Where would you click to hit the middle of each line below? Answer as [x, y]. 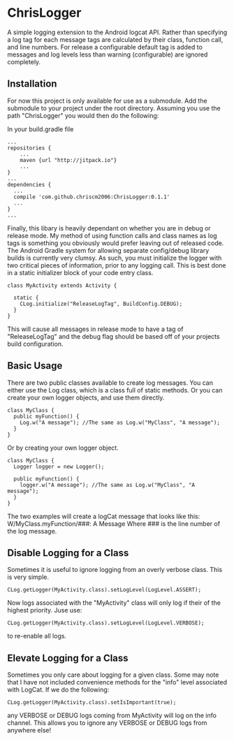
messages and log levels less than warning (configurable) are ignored [108, 54]
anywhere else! [29, 731]
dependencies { [29, 184]
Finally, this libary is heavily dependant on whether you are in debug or [109, 228]
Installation [32, 84]
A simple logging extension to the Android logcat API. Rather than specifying [117, 32]
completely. [24, 61]
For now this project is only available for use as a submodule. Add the [107, 101]
